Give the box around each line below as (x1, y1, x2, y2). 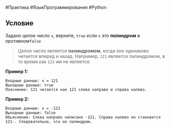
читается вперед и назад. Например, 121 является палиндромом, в (17, 53, 165, 59)
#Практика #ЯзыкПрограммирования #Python (5, 5, 107, 10)
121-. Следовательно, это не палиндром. (5, 119, 93, 124)
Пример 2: (5, 96, 29, 102)
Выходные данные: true (5, 82, 54, 88)
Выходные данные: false (5, 110, 56, 115)
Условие (5, 19, 34, 27)
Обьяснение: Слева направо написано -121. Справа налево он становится (5, 114, 161, 120)
